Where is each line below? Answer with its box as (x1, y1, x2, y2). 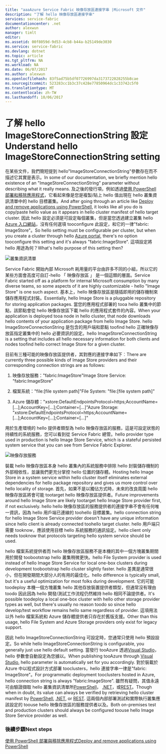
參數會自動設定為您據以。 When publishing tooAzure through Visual (16, 653, 153, 659)
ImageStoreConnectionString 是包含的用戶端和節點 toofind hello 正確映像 (5, 324, 155, 330)
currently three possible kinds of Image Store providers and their (5, 357, 137, 363)
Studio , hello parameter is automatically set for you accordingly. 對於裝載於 (5, 659, 159, 665)
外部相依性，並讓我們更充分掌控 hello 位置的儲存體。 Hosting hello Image (5, 469, 154, 475)
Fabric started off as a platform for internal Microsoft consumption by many (5, 278, 159, 284)
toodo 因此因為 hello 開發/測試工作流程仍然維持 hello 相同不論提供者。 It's (5, 591, 155, 597)
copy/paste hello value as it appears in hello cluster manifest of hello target (5, 209, 159, 215)
